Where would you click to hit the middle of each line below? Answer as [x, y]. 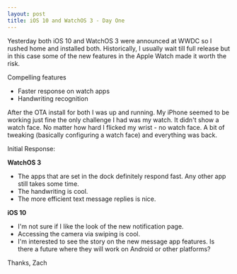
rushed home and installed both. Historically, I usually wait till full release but [119, 48]
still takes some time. [48, 183]
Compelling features [37, 77]
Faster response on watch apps [64, 91]
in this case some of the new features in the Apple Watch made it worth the [117, 56]
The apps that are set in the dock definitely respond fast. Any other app [122, 176]
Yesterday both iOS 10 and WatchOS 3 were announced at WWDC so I [110, 40]
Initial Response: [31, 148]
